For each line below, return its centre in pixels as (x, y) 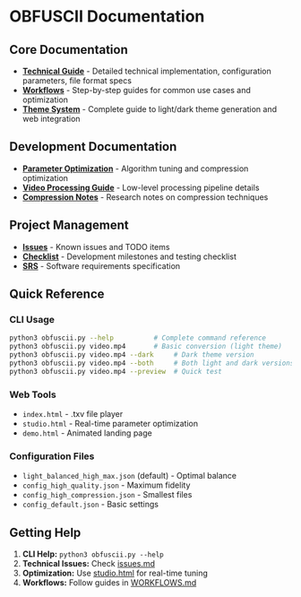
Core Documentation (69, 50)
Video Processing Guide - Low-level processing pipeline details (141, 187)
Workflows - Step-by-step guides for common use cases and (136, 90)
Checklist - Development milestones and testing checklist (129, 256)
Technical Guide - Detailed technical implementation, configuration (146, 71)
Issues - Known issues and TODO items (96, 247)
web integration (51, 119)
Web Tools (33, 394)
